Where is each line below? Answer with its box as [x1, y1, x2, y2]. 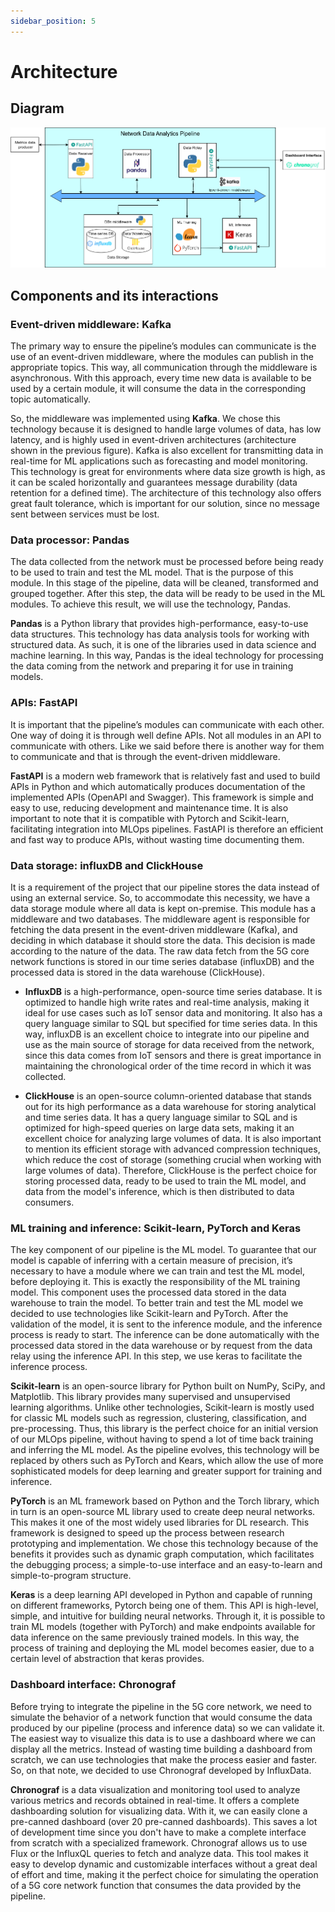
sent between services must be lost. [10, 508, 160, 520]
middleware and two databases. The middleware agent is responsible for [10, 913, 311, 925]
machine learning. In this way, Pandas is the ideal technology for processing [10, 650, 324, 662]
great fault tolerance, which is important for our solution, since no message [10, 498, 320, 510]
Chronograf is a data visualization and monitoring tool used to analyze [10, 1783, 301, 1795]
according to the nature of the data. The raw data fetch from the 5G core [10, 945, 310, 957]
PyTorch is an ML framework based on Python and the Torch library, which [10, 1495, 320, 1507]
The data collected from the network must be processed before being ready [10, 556, 324, 568]
